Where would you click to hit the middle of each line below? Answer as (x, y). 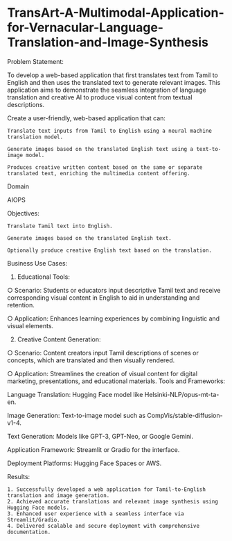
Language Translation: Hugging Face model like (75, 394)
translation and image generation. (59, 495)
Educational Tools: (44, 277)
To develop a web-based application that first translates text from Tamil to (113, 75)
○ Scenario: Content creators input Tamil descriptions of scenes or (103, 353)
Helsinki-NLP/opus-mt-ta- (182, 394)
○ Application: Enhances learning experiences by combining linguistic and (114, 318)
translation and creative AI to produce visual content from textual (100, 97)
